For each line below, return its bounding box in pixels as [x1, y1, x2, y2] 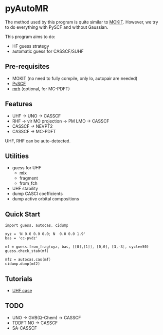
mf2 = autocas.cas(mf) [5, 257, 51, 262]
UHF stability [12, 186, 38, 192]
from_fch [19, 180, 37, 186]
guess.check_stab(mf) [5, 249, 49, 254]
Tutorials [5, 275, 33, 283]
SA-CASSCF [12, 325, 37, 331]
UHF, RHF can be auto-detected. [5, 138, 71, 144]
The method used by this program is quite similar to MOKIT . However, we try [5, 19, 158, 25]
